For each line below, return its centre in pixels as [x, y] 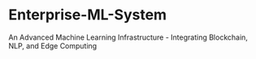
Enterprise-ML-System [88, 15]
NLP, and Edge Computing [53, 45]
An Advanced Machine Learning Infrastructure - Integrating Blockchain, [128, 37]
